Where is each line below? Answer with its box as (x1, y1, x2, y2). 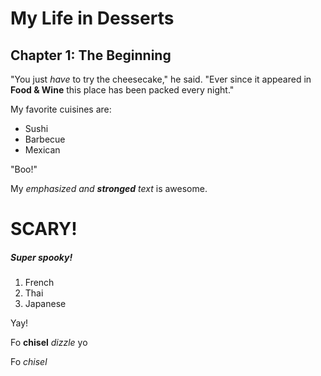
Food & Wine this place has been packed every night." (10, 84, 235, 96)
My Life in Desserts (10, 7, 175, 30)
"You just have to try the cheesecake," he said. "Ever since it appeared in (10, 73, 312, 85)
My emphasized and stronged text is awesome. (10, 183, 208, 194)
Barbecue (24, 133, 66, 145)
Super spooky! (10, 251, 73, 263)
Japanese (24, 298, 67, 310)
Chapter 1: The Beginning (10, 47, 172, 64)
